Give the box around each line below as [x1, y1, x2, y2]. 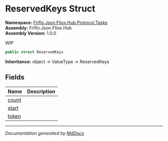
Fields [5, 73, 25, 81]
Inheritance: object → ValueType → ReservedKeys [5, 58, 109, 64]
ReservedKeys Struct [5, 3, 96, 14]
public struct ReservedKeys [5, 49, 64, 54]
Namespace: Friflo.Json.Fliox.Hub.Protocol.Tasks [5, 19, 107, 25]
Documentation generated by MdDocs [5, 130, 84, 136]
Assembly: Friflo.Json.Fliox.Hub [5, 24, 72, 30]
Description [26, 88, 56, 95]
